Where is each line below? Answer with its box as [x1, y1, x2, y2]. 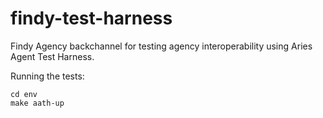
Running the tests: [10, 70, 85, 82]
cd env [10, 89, 38, 99]
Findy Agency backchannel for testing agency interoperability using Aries [10, 40, 313, 52]
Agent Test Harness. [10, 50, 95, 62]
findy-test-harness [10, 7, 173, 30]
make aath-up [10, 98, 65, 108]
